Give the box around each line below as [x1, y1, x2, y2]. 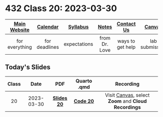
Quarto [75, 77, 92, 84]
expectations [64, 41, 94, 47]
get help [116, 44, 136, 50]
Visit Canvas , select [105, 91, 150, 98]
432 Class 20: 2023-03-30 [5, 3, 117, 14]
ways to [117, 37, 135, 44]
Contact [116, 20, 136, 27]
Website [10, 26, 30, 33]
